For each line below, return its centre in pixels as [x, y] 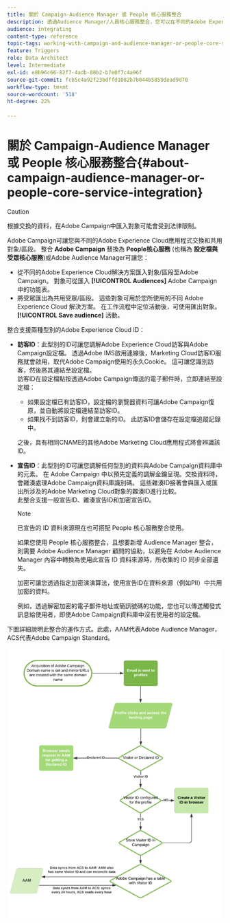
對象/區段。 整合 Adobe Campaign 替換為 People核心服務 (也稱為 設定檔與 [113, 249]
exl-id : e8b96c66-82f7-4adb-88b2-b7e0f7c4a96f [75, 72]
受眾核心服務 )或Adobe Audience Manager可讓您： [78, 257]
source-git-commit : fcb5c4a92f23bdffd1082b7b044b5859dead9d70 [98, 80]
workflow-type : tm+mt [38, 87]
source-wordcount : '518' [42, 94]
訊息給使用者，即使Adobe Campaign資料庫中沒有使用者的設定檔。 [111, 614]
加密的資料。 [35, 591]
